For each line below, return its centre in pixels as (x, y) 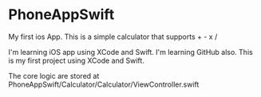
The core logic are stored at (54, 76)
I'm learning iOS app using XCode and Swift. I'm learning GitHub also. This (130, 52)
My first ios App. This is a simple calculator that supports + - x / (113, 37)
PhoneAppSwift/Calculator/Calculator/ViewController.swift (104, 84)
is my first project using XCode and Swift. (77, 60)
